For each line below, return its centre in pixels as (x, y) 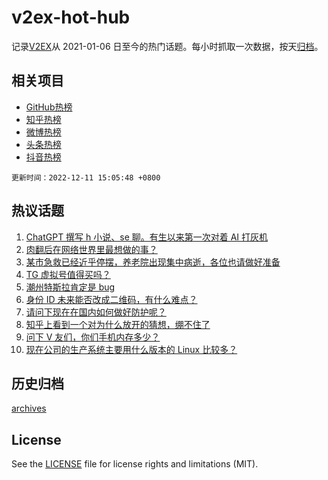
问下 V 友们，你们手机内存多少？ (93, 337)
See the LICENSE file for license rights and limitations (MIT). (135, 464)
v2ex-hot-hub (71, 17)
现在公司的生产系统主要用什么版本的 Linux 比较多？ (131, 349)
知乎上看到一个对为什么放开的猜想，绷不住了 (118, 324)
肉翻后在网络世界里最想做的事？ (91, 249)
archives (29, 408)
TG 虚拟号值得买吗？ (68, 274)
